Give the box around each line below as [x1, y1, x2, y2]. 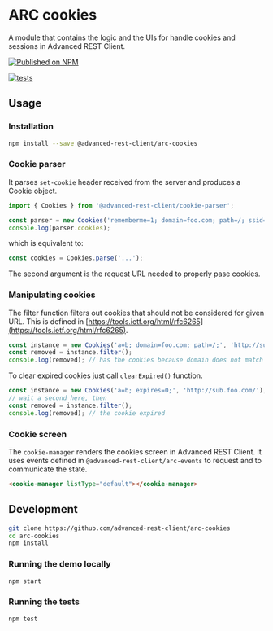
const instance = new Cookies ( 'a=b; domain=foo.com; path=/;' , [8, 340, 227, 349]
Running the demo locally [8, 559, 111, 570]
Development [8, 502, 79, 516]
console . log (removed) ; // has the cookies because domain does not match [8, 356, 264, 364]
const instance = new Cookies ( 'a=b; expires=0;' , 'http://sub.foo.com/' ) [8, 387, 264, 395]
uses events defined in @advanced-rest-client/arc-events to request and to [8, 456, 262, 466]
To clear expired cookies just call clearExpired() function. [8, 370, 203, 380]
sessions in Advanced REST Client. [8, 41, 126, 50]
